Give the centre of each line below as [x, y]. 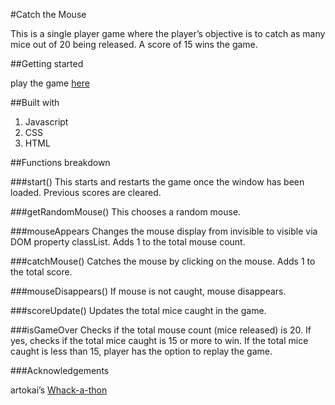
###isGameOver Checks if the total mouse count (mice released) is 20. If [161, 330]
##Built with [35, 102]
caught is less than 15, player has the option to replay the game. [141, 351]
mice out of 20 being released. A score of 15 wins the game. [134, 44]
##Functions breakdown [60, 162]
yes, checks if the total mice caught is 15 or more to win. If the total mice [159, 340]
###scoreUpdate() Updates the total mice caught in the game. [138, 310]
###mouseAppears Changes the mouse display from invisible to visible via [164, 231]
